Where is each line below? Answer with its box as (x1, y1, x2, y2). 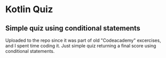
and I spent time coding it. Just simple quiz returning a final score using (5, 43, 156, 49)
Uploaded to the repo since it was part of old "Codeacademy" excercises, (5, 37, 161, 43)
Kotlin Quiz (5, 4, 53, 15)
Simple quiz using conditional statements (5, 24, 141, 33)
